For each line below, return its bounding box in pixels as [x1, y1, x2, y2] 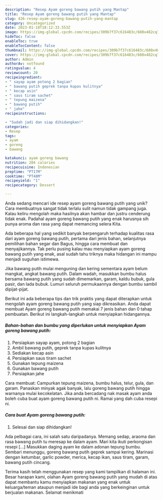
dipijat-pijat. [5, 286, 29, 292]
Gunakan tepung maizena [12, 360, 64, 366]
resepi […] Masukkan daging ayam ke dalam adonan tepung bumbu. [5, 444, 142, 449]
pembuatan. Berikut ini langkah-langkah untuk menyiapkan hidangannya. [5, 311, 151, 317]
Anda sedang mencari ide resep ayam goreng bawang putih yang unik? [5, 200, 148, 206]
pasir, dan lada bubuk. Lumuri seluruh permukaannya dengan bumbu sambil [5, 281, 157, 287]
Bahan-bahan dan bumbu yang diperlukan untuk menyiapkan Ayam [5, 322, 146, 328]
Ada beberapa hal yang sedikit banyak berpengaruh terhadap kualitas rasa [5, 230, 154, 236]
